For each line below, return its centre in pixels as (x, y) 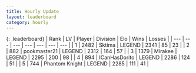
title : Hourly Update (33, 11)
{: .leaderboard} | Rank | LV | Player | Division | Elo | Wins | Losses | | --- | (95, 39)
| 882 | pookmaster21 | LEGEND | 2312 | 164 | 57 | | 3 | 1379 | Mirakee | (92, 51)
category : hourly (27, 22)
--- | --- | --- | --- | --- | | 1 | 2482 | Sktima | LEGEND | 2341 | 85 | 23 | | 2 (101, 45)
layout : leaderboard (31, 17)
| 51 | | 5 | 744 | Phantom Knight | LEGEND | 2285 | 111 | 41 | (77, 64)
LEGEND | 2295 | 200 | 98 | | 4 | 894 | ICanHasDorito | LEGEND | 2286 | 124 (98, 58)
